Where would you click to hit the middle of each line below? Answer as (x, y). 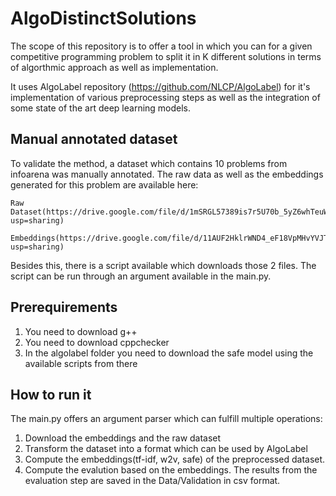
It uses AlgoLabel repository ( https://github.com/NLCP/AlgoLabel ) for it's (160, 86)
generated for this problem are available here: (104, 184)
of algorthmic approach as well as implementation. (114, 67)
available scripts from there (81, 363)
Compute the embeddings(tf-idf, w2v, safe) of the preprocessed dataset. (175, 459)
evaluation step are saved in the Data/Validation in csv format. (152, 481)
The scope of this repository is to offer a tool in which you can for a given (161, 46)
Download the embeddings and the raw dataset (123, 438)
